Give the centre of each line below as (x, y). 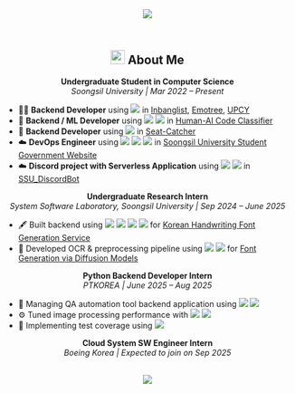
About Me (156, 60)
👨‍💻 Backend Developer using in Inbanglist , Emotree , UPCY (134, 110)
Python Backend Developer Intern (147, 276)
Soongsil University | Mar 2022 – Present (147, 91)
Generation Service (54, 238)
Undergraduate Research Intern (147, 196)
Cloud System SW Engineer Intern (147, 343)
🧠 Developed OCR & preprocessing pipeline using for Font (137, 249)
